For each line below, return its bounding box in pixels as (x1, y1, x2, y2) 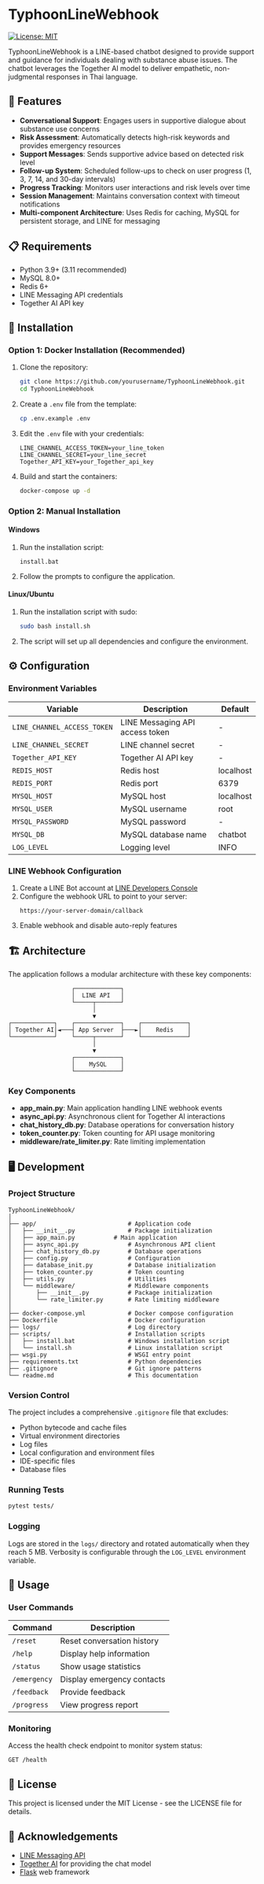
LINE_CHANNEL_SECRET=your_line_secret (19, 451, 147, 458)
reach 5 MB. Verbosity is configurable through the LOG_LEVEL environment (8, 1547, 246, 1556)
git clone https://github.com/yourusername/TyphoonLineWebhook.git (19, 378, 245, 386)
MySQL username (120, 803, 187, 814)
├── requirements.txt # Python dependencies (8, 1357, 202, 1366)
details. (8, 1807, 32, 1816)
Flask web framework (19, 1867, 90, 1877)
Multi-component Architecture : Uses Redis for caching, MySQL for (19, 207, 240, 217)
